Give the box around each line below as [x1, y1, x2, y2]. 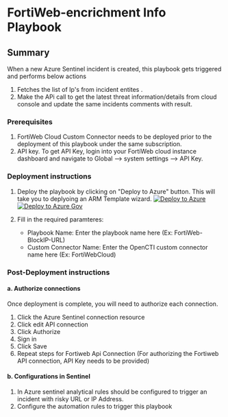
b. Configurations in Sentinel [7, 372, 90, 381]
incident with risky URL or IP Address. [16, 394, 125, 403]
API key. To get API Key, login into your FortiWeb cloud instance [16, 147, 197, 156]
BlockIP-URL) [27, 235, 66, 244]
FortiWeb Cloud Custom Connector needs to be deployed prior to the [16, 132, 212, 141]
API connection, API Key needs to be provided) [16, 357, 149, 365]
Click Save [16, 342, 47, 350]
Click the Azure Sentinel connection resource [16, 313, 145, 321]
